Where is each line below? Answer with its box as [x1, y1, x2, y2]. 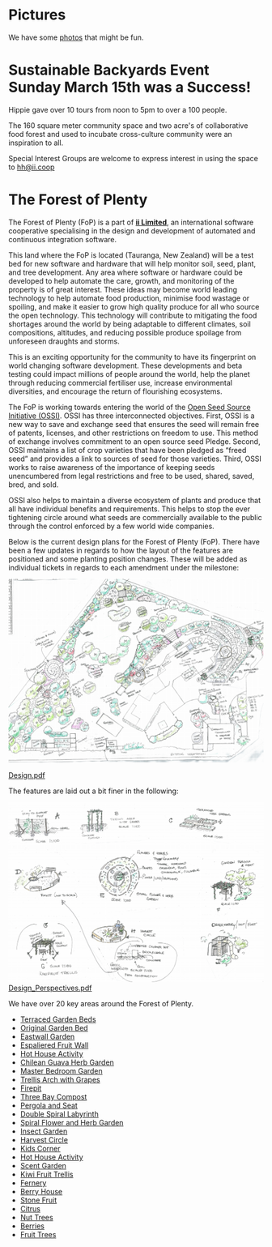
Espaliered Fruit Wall [19, 1040, 89, 1050]
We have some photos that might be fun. [8, 32, 144, 42]
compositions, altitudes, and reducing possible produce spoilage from [8, 327, 242, 337]
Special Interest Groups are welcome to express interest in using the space [8, 153, 259, 163]
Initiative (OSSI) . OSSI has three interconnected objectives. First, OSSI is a [8, 411, 255, 421]
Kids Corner [19, 1143, 61, 1153]
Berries [19, 1221, 45, 1231]
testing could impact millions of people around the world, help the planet [8, 369, 251, 378]
